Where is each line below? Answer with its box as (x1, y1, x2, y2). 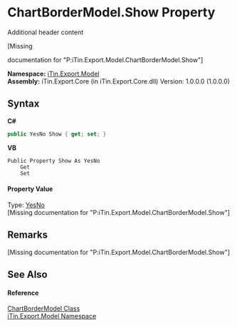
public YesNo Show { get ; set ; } (7, 130, 107, 138)
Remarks (7, 229, 48, 241)
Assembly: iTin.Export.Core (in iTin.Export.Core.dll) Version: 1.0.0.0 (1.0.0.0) (7, 76, 230, 86)
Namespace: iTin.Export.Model (7, 69, 100, 78)
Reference (7, 288, 39, 297)
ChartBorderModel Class (7, 304, 80, 313)
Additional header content (7, 28, 84, 36)
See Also (7, 268, 48, 281)
